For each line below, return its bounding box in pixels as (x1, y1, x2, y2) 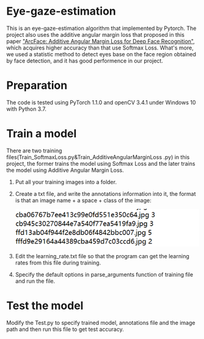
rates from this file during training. (15, 259, 101, 266)
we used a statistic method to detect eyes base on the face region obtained (6, 50, 197, 58)
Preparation (6, 78, 68, 92)
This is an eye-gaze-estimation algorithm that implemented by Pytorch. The (6, 24, 197, 32)
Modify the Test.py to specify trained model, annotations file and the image (6, 319, 195, 326)
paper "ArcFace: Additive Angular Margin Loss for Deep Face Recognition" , (6, 37, 195, 45)
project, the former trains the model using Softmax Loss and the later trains (6, 160, 195, 167)
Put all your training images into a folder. (15, 178, 117, 185)
